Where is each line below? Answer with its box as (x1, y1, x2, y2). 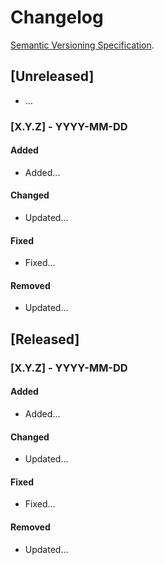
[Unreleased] (10, 68, 95, 85)
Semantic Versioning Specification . (10, 39, 155, 51)
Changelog (10, 6, 104, 29)
